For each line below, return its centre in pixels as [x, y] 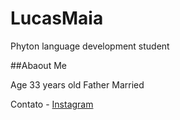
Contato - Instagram [52, 104]
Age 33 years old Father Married [77, 84]
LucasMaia [57, 18]
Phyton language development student [90, 46]
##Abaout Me [38, 65]
